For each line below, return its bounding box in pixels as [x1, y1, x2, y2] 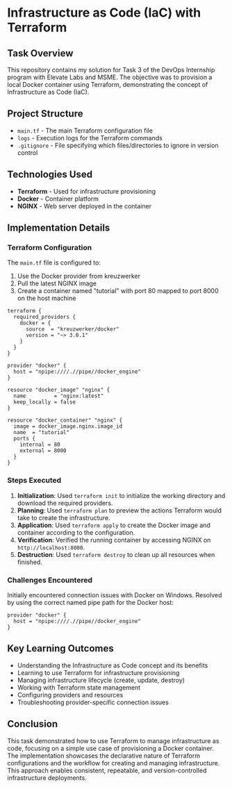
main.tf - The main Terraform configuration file [17, 126, 153, 135]
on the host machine [17, 294, 76, 303]
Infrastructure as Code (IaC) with [7, 5, 201, 21]
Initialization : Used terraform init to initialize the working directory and [17, 491, 226, 499]
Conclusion [7, 718, 58, 730]
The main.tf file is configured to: [7, 258, 101, 267]
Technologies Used [7, 169, 92, 181]
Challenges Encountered [7, 575, 92, 585]
